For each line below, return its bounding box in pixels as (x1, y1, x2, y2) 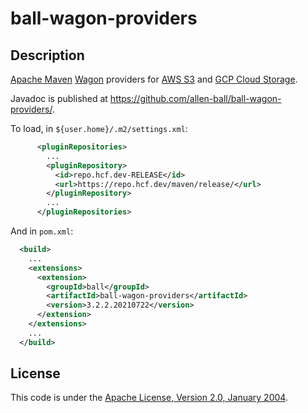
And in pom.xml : (10, 225, 74, 237)
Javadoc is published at (10, 93, 108, 104)
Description (10, 47, 85, 64)
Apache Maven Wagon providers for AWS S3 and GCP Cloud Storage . (10, 73, 298, 85)
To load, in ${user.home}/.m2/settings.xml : (10, 123, 188, 134)
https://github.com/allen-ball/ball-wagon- (109, 93, 282, 104)
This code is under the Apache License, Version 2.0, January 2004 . (10, 392, 288, 404)
